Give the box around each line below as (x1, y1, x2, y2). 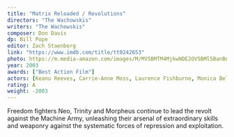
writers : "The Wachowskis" (7, 23, 86, 30)
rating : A (7, 81, 36, 88)
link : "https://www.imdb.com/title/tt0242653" (7, 49, 145, 56)
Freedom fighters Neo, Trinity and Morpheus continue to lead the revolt (7, 107, 212, 115)
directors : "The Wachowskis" (7, 17, 92, 24)
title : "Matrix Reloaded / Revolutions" (7, 10, 127, 17)
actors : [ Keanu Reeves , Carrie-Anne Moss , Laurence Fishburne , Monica (7, 74, 217, 82)
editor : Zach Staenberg (7, 42, 77, 49)
